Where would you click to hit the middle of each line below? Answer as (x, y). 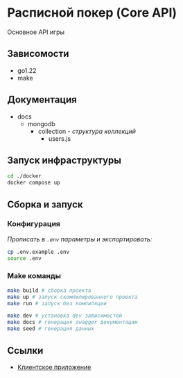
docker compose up (34, 183)
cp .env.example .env (38, 252)
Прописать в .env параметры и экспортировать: (80, 239)
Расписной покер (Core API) (92, 13)
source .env (24, 258)
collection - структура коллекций (87, 131)
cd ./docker (24, 176)
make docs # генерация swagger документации (72, 323)
